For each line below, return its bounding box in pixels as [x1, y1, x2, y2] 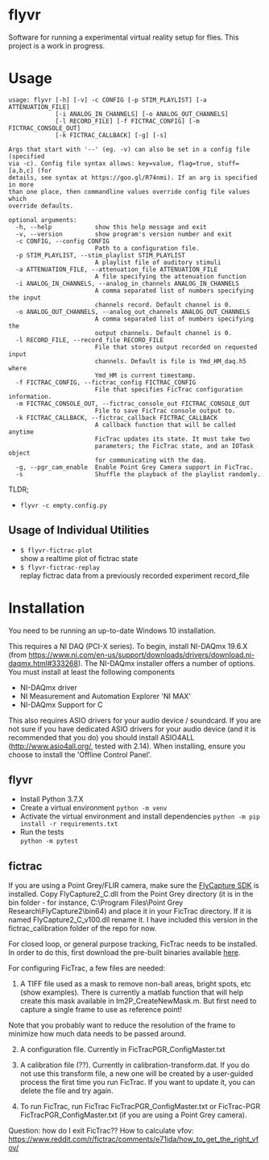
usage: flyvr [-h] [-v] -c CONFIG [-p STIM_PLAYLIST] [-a [8, 95, 207, 104]
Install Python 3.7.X [19, 794, 84, 804]
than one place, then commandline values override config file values [8, 187, 250, 195]
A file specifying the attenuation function [94, 272, 247, 280]
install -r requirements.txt [19, 820, 118, 828]
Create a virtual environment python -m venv [19, 803, 168, 813]
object [8, 449, 31, 457]
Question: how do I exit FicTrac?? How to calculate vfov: [8, 1126, 195, 1136]
